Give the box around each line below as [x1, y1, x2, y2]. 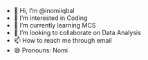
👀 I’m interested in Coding [13, 14, 88, 22]
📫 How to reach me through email [13, 37, 112, 44]
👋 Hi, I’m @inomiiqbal [13, 7, 75, 14]
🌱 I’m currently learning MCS [13, 21, 96, 29]
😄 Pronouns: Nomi [13, 46, 68, 54]
